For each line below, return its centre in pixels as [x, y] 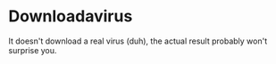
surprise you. [33, 50]
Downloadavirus [71, 16]
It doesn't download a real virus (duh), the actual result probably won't [138, 41]
